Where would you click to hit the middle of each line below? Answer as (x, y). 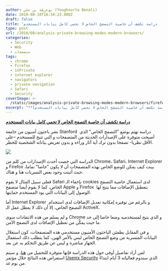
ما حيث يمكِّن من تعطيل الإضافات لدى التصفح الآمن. (53, 222)
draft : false (19, 19)
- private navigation (33, 84)
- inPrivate (23, 71)
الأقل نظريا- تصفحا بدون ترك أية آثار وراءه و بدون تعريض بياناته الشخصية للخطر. (80, 142)
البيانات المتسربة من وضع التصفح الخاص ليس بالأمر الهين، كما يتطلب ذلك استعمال (81, 237)
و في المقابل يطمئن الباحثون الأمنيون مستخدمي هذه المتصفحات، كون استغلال (77, 232)
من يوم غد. (16, 263)
